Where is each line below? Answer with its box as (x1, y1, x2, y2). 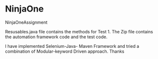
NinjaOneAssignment (5, 19, 48, 25)
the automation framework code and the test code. (5, 34, 108, 40)
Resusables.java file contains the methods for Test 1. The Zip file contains (5, 29, 153, 34)
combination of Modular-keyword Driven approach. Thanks (5, 48, 125, 54)
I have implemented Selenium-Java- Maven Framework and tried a (5, 43, 139, 49)
